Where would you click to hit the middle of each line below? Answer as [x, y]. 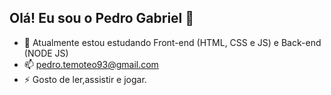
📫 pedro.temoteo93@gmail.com [91, 64]
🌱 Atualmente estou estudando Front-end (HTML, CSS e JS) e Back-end [172, 42]
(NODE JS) [46, 53]
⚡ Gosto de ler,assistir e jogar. [85, 79]
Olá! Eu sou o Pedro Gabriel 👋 [102, 18]
